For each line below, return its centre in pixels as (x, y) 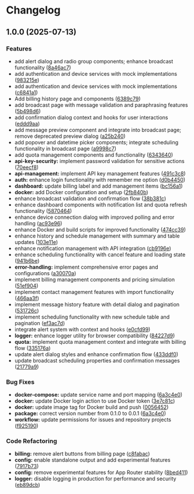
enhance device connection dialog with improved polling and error (94, 217)
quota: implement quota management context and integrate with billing (100, 341)
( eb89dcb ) (27, 485)
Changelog (33, 10)
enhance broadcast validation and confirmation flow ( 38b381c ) (90, 198)
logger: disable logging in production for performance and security (95, 479)
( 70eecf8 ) (27, 167)
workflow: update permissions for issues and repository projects (93, 419)
